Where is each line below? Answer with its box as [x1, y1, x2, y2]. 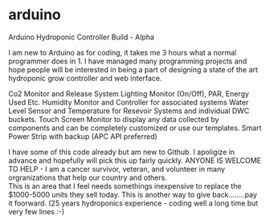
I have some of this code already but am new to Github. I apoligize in [8, 147, 235, 157]
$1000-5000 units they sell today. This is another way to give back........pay [8, 189, 257, 199]
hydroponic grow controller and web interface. [8, 73, 162, 83]
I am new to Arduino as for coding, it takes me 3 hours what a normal [8, 47, 237, 57]
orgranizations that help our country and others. [8, 173, 167, 182]
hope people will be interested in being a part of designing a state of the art [8, 64, 259, 74]
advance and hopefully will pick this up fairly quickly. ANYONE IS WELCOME [8, 155, 262, 165]
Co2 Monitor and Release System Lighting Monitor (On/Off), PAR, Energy [8, 88, 249, 98]
